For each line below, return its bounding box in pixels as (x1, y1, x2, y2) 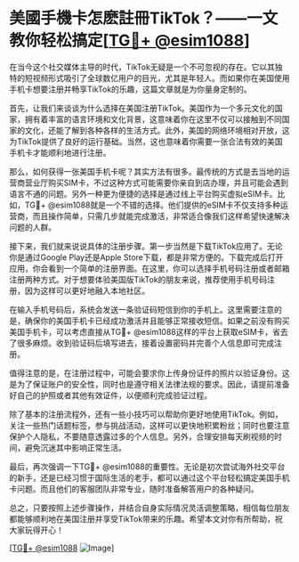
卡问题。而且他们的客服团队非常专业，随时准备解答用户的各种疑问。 (9, 483, 259, 494)
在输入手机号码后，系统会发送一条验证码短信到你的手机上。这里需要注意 (9, 304, 274, 314)
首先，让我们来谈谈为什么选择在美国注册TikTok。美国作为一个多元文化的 (9, 102, 276, 113)
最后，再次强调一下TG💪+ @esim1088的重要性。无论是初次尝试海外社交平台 (9, 460, 286, 472)
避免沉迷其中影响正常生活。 (24, 442, 126, 452)
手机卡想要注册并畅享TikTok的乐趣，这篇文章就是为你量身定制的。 (9, 84, 252, 94)
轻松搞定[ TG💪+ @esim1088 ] (40, 30, 251, 51)
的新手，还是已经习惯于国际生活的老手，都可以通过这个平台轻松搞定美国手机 (9, 472, 290, 483)
